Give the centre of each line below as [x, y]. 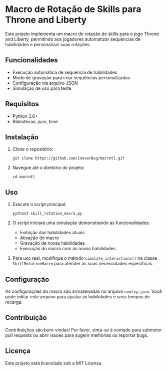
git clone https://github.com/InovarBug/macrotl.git [68, 158]
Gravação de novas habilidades [52, 243]
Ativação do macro [39, 238]
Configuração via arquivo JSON [45, 83]
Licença [18, 351]
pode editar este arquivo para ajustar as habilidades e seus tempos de [77, 297]
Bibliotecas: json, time [35, 121]
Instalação [22, 137]
